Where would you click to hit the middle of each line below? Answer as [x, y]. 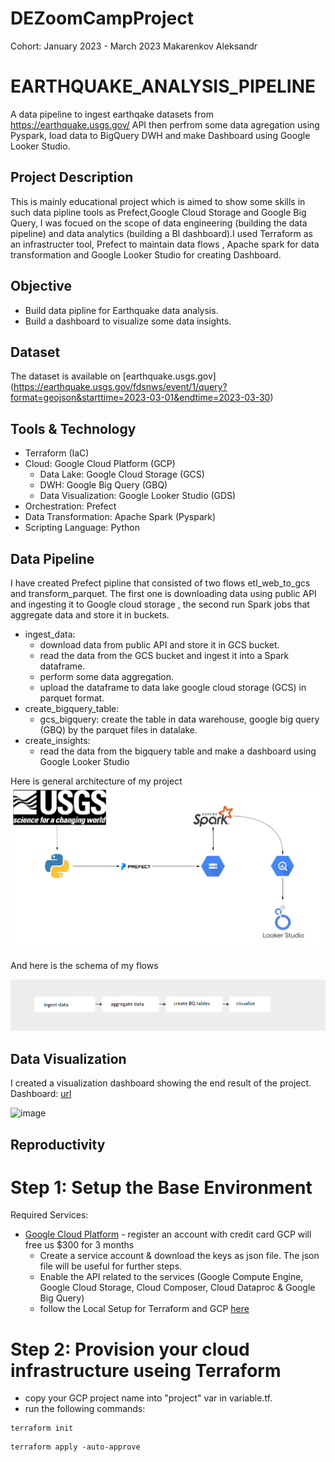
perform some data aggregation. [107, 676]
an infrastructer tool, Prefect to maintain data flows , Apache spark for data [165, 244]
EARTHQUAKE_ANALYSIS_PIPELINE [163, 86]
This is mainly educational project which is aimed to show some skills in [158, 201]
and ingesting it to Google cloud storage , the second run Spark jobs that [160, 604]
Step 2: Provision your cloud [130, 1349]
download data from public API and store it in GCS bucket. [159, 644]
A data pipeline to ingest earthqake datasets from [112, 114]
